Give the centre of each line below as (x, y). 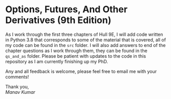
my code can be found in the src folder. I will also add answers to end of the (85, 45)
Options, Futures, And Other (67, 9)
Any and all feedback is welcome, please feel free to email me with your (81, 71)
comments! (17, 77)
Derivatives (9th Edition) (58, 20)
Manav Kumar (20, 92)
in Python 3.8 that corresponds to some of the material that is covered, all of (86, 40)
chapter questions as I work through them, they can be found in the (76, 51)
